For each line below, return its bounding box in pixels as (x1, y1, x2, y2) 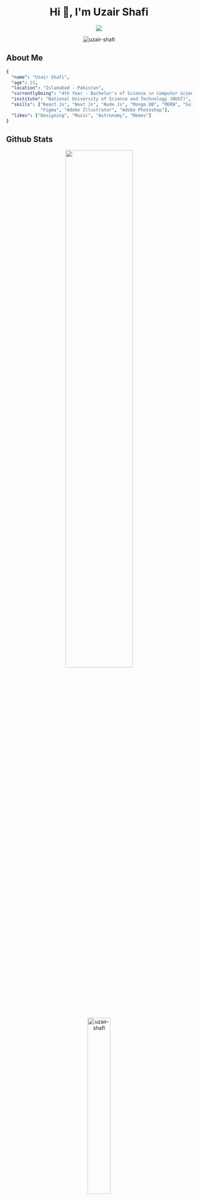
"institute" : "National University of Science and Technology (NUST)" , (11, 96, 192, 102)
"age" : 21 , (11, 80, 38, 86)
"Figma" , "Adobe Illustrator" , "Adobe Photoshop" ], (40, 107, 170, 113)
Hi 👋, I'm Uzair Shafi (49, 5, 148, 19)
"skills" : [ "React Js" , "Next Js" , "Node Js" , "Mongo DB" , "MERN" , (11, 101, 181, 107)
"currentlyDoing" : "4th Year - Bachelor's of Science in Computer (11, 91, 178, 97)
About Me (6, 53, 43, 63)
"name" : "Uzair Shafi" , (11, 74, 70, 80)
